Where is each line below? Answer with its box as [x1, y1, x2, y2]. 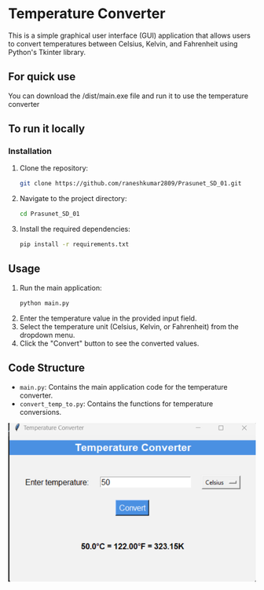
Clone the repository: [19, 163, 89, 173]
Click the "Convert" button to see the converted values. [19, 339, 200, 348]
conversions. [19, 407, 62, 416]
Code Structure [8, 361, 85, 375]
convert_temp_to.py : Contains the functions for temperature [19, 398, 214, 409]
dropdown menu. [19, 330, 75, 339]
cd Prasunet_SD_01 [19, 210, 80, 218]
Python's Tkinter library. [8, 47, 86, 57]
